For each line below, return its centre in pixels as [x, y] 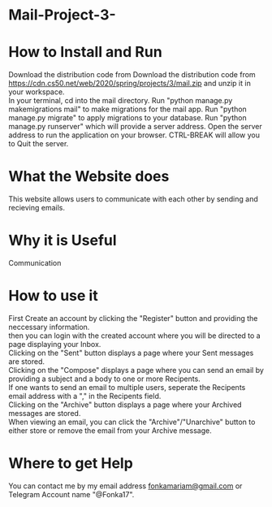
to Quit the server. [39, 144]
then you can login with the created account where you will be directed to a [135, 336]
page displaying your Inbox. [55, 344]
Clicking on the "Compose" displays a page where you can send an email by [136, 370]
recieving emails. [37, 208]
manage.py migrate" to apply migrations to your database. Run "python [127, 118]
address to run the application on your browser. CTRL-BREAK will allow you [134, 135]
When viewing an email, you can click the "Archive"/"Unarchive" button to [132, 422]
